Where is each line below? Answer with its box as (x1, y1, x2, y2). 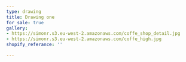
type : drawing (6, 8, 42, 15)
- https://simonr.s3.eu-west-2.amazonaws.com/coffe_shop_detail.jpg (6, 31, 181, 37)
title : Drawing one (6, 14, 55, 20)
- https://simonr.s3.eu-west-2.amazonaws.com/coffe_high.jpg (6, 36, 162, 42)
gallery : (6, 25, 28, 31)
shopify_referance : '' (6, 42, 63, 48)
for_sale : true (6, 19, 44, 25)
